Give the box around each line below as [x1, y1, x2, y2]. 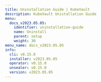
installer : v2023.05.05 [9, 56, 57, 61]
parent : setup [14, 34, 42, 39]
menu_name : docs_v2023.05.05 [5, 43, 64, 48]
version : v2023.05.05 [9, 70, 53, 75]
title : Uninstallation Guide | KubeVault [5, 7, 90, 12]
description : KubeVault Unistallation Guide [5, 12, 97, 16]
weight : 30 [14, 39, 36, 43]
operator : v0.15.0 [9, 61, 47, 66]
